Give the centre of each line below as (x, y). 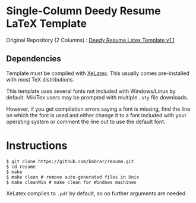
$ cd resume (21, 167)
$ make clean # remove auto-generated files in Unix (73, 177)
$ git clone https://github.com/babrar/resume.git (70, 161)
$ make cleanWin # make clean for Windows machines (71, 182)
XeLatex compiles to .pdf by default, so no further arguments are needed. (97, 193)
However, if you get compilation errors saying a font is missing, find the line (98, 109)
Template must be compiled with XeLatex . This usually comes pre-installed (98, 73)
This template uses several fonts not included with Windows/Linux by (91, 91)
